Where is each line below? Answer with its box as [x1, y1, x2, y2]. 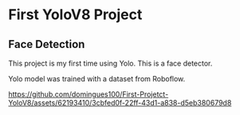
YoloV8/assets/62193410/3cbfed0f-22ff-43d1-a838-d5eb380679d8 [8, 98, 232, 107]
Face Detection [8, 38, 85, 51]
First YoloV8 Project [8, 6, 143, 24]
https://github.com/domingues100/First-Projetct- [8, 89, 169, 99]
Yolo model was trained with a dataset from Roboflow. [8, 74, 186, 83]
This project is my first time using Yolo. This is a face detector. [8, 58, 213, 68]
